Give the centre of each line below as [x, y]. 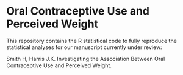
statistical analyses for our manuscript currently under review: [84, 47]
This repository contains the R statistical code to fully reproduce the [91, 41]
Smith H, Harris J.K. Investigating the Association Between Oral [86, 59]
